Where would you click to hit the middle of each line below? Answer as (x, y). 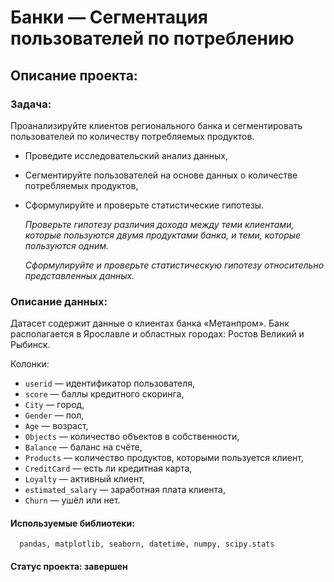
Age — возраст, (56, 426)
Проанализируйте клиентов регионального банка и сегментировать (156, 125)
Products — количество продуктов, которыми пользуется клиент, (164, 458)
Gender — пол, (54, 415)
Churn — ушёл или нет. (72, 500)
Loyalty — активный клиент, (84, 479)
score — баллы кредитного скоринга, (104, 394)
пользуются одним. (66, 245)
